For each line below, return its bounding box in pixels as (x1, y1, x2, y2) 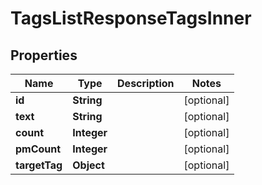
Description (117, 77, 175, 90)
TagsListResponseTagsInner (10, 7, 252, 30)
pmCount (15, 142, 62, 156)
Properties (10, 47, 78, 64)
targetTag (15, 158, 63, 172)
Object (72, 158, 105, 172)
